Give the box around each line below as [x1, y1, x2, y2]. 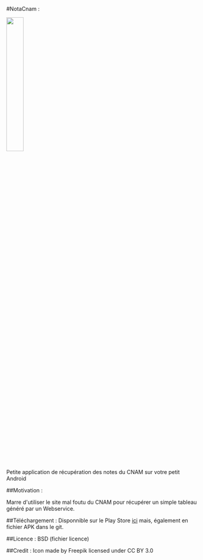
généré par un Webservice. [6, 505, 75, 512]
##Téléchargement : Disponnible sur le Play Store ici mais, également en [6, 517, 188, 524]
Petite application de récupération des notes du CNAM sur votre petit [6, 468, 180, 475]
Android [6, 475, 26, 482]
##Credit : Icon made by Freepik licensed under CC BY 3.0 [6, 547, 154, 554]
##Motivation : [6, 487, 43, 494]
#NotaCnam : [6, 5, 40, 12]
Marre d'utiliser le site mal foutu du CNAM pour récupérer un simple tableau [6, 498, 197, 506]
